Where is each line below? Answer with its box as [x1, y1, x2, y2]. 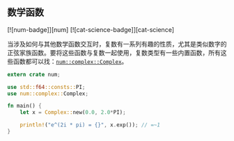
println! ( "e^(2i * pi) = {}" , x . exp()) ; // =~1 [19, 122, 160, 128]
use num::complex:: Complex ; [7, 90, 89, 97]
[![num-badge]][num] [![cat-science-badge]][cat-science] [7, 25, 174, 33]
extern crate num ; [7, 71, 61, 78]
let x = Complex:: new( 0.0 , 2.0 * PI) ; [19, 109, 127, 116]
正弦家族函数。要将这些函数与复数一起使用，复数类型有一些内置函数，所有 [7, 48, 221, 57]
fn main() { [7, 103, 42, 110]
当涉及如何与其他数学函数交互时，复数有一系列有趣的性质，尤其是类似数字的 [7, 40, 227, 48]
